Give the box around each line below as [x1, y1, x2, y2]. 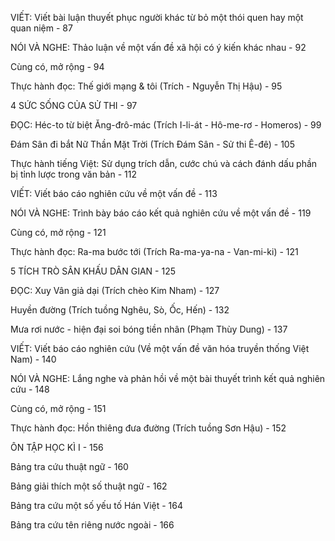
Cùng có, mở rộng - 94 [10, 61, 105, 72]
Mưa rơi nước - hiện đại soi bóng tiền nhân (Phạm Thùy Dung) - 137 [10, 323, 288, 335]
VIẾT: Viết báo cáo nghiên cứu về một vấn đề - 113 [10, 188, 218, 199]
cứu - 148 [10, 383, 50, 395]
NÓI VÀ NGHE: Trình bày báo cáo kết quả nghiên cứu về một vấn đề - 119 [10, 207, 312, 219]
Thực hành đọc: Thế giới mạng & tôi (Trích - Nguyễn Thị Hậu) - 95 [10, 80, 283, 92]
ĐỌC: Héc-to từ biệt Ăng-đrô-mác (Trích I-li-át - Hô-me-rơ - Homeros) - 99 [10, 119, 322, 131]
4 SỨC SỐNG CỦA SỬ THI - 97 [10, 100, 138, 111]
